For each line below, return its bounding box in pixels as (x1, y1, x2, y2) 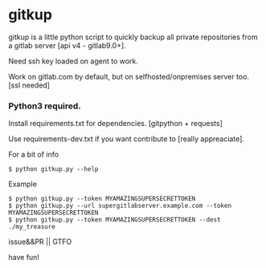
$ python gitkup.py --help (8, 165, 99, 173)
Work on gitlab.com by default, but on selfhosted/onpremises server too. (8, 71, 249, 81)
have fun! (8, 253, 40, 262)
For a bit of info (8, 150, 59, 160)
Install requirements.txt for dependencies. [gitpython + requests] (8, 119, 223, 128)
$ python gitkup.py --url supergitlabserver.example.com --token (8, 202, 231, 210)
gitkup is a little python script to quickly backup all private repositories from (8, 32, 259, 42)
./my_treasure (8, 223, 56, 231)
